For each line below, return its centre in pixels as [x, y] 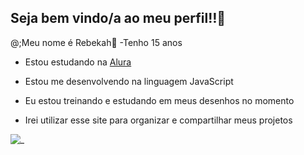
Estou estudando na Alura [78, 62]
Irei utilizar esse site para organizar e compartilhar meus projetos [158, 120]
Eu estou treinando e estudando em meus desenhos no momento [159, 100]
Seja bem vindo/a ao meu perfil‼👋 [118, 18]
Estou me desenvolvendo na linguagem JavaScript [129, 81]
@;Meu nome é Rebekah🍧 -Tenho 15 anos [96, 42]
